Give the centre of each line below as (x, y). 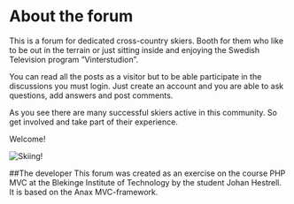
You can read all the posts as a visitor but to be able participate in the (135, 76)
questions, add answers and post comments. (91, 95)
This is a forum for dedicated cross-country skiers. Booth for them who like (147, 41)
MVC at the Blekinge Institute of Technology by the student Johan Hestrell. (145, 182)
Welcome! (27, 139)
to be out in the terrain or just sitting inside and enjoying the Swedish (135, 49)
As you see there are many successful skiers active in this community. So (143, 112)
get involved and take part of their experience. (94, 122)
